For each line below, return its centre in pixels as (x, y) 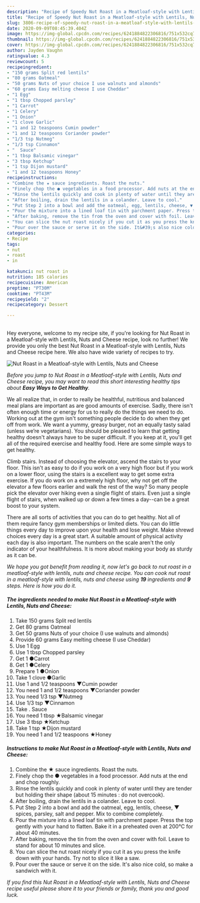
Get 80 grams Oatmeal (43, 627)
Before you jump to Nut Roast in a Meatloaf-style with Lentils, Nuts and (94, 375)
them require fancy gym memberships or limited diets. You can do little (93, 524)
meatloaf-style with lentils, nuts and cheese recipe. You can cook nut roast (99, 573)
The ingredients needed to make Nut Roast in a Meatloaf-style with (92, 599)
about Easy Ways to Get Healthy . (48, 388)
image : (15, 34)
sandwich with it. (36, 871)
